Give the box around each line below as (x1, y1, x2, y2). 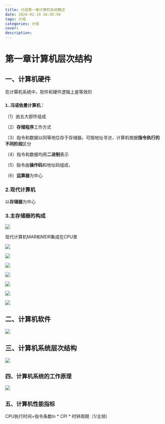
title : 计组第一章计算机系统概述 (5, 7, 65, 12)
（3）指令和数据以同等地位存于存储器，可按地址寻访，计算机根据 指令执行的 (5, 135, 160, 141)
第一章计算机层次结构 (5, 53, 93, 65)
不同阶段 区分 (5, 141, 31, 147)
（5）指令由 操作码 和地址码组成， (5, 162, 73, 168)
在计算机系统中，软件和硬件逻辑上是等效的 (5, 89, 92, 95)
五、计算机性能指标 (5, 400, 55, 408)
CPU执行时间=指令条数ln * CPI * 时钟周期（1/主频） (5, 414, 110, 420)
